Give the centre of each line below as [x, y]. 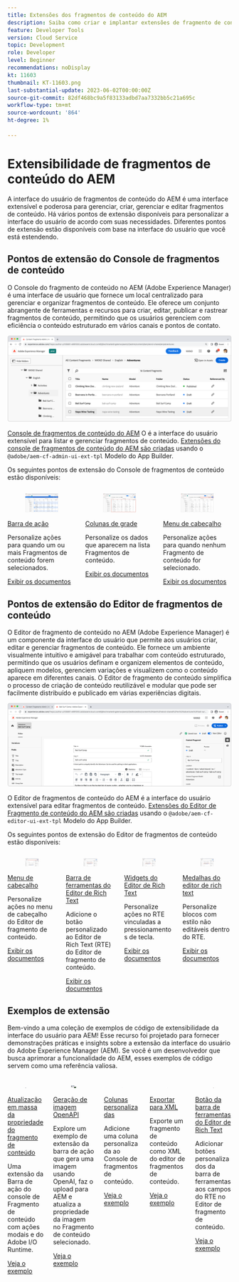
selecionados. [28, 568]
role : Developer [31, 53]
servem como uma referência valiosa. [63, 1066]
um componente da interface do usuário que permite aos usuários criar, [113, 640]
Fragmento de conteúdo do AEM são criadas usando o [87, 813]
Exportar [162, 1100]
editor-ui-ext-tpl [34, 822]
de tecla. [142, 936]
